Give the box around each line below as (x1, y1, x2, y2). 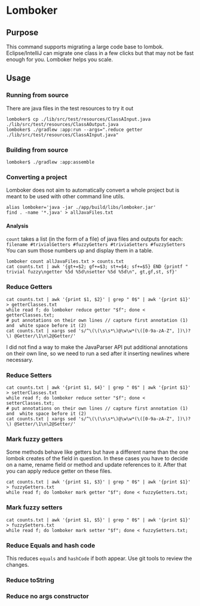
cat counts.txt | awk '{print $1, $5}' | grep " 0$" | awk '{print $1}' (6, 517, 191, 523)
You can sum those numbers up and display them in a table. (6, 247, 153, 254)
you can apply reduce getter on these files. (6, 467, 112, 475)
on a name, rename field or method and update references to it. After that (6, 461, 187, 469)
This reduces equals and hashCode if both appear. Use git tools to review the (6, 555, 192, 562)
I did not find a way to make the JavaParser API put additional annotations (6, 343, 188, 350)
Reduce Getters (6, 283, 53, 291)
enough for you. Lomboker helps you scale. (6, 56, 113, 63)
